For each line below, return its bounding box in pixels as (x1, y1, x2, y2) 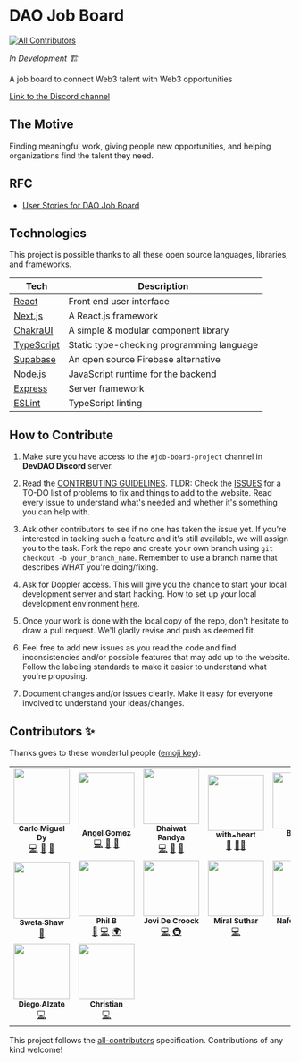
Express (13, 382, 48, 395)
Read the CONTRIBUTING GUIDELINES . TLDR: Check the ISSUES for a (21, 478, 281, 489)
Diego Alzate (18, 999, 65, 1009)
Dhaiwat (155, 824, 187, 833)
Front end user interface (68, 295, 170, 308)
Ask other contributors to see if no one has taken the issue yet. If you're (21, 524, 287, 535)
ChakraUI (13, 324, 54, 336)
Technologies (9, 225, 87, 241)
